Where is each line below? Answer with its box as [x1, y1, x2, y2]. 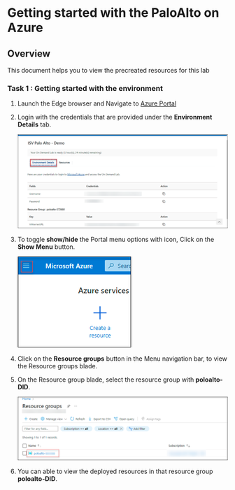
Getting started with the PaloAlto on [7, 5, 220, 21]
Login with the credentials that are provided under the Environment [17, 113, 213, 122]
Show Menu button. [17, 243, 76, 251]
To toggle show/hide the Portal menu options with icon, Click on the [17, 235, 215, 243]
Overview [7, 48, 51, 59]
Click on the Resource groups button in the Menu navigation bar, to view [17, 354, 227, 363]
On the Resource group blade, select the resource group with [17, 375, 194, 384]
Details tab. [17, 120, 52, 129]
